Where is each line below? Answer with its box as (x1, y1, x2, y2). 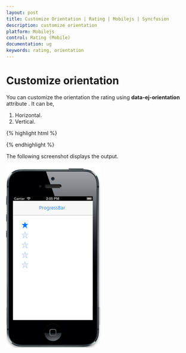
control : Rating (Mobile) (6, 35, 70, 41)
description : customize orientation (6, 22, 97, 28)
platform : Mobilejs (6, 29, 55, 35)
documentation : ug (6, 41, 52, 47)
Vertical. (14, 118, 36, 125)
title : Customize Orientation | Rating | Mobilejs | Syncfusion (6, 16, 169, 22)
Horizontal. (14, 111, 42, 119)
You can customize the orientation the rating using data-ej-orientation (6, 93, 180, 101)
